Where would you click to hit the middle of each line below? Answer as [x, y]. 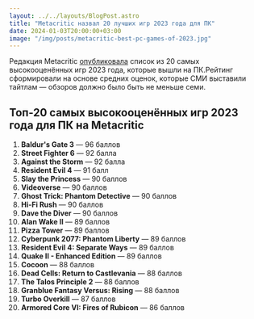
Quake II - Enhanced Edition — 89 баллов [91, 256]
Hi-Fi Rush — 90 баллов [62, 205]
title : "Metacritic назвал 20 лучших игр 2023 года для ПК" [112, 23]
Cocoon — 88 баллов [58, 265]
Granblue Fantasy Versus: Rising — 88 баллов [100, 291]
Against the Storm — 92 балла [73, 162]
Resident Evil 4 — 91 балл [65, 170]
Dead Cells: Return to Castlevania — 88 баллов [101, 273]
